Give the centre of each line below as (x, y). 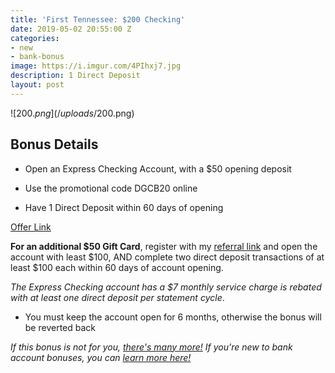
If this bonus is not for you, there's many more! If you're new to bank (151, 347)
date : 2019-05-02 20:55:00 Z (71, 29)
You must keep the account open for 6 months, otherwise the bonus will (173, 317)
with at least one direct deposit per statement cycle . (117, 297)
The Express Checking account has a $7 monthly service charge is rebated (166, 287)
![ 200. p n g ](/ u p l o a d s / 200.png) (72, 113)
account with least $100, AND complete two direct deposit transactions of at (167, 257)
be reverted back (60, 327)
